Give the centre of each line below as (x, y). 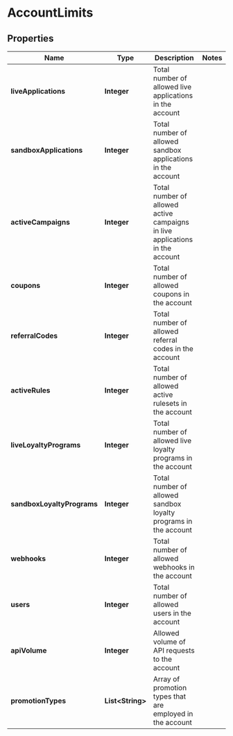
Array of (166, 679)
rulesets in (170, 403)
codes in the (173, 349)
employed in (173, 714)
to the (162, 659)
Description (174, 58)
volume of (169, 642)
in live (163, 231)
